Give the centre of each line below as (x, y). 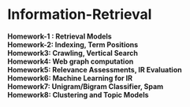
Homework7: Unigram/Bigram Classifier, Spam (86, 86)
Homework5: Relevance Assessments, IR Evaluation (95, 69)
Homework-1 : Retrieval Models (60, 36)
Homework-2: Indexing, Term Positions (73, 44)
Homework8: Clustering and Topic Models (78, 94)
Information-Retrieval (80, 15)
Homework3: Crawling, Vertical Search (73, 53)
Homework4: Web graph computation (71, 61)
